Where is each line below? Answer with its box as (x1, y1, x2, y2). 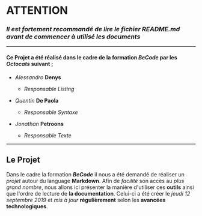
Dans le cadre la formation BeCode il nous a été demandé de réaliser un (6, 170, 185, 178)
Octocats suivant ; (6, 61, 54, 68)
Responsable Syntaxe (23, 109, 78, 116)
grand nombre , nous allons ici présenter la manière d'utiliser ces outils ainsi (6, 184, 194, 191)
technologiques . (6, 202, 48, 210)
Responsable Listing (23, 85, 75, 92)
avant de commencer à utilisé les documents (6, 32, 141, 41)
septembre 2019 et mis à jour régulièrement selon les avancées (6, 196, 166, 203)
